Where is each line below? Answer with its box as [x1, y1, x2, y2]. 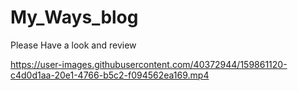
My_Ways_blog [10, 6, 139, 29]
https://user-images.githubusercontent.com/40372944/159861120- [10, 58, 288, 70]
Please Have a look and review [10, 39, 137, 51]
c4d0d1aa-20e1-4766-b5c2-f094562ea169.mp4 [10, 69, 210, 81]
